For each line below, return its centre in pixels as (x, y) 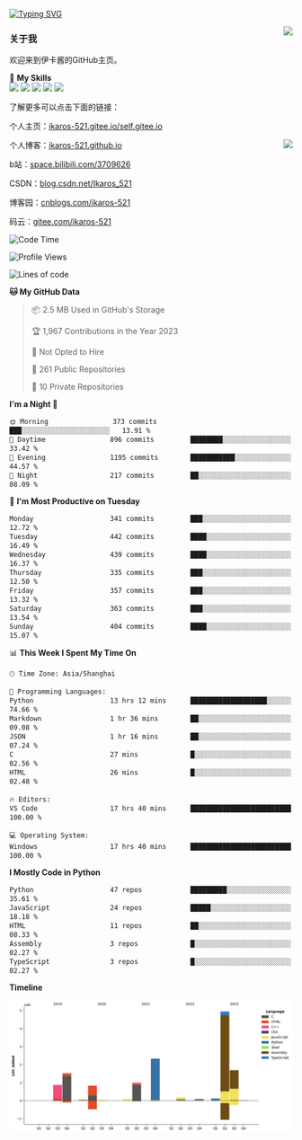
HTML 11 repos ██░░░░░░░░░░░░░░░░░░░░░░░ (151, 926)
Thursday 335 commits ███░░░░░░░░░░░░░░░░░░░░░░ (151, 573)
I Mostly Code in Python (55, 872)
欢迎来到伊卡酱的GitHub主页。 (66, 60)
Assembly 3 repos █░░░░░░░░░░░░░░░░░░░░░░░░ (151, 944)
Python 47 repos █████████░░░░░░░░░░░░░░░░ (151, 890)
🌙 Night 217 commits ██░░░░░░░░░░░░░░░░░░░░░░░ (151, 476)
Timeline (26, 987)
